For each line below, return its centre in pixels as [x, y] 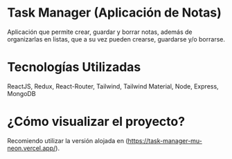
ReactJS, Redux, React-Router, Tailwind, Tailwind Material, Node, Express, [113, 86]
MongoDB [21, 93]
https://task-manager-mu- [165, 140]
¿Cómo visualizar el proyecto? [96, 122]
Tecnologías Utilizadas [74, 67]
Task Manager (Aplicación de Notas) [114, 13]
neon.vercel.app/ [32, 148]
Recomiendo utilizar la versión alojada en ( [68, 140]
